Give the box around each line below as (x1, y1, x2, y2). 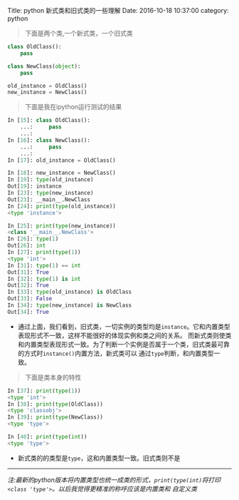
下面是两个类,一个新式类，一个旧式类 (24, 29, 133, 37)
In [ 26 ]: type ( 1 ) (7, 235, 59, 243)
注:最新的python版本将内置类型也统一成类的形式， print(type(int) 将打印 (7, 475, 221, 484)
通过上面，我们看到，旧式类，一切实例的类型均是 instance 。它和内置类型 (17, 322, 231, 330)
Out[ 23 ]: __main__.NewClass (7, 195, 91, 203)
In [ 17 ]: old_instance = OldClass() (7, 156, 116, 164)
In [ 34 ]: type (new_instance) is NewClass (7, 302, 132, 309)
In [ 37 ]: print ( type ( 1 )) (7, 387, 81, 394)
